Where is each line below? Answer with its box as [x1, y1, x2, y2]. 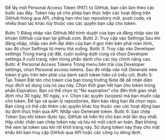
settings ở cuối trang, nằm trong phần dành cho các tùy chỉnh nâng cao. [5, 56, 152, 62]
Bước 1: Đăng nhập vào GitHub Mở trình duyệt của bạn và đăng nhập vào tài [5, 30, 159, 35]
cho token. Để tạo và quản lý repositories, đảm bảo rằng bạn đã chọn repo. [5, 98, 158, 104]
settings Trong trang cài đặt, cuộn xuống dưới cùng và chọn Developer [5, 51, 149, 57]
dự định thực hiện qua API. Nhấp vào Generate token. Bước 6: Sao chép [5, 108, 151, 114]
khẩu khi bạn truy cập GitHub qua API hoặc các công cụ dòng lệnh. [5, 130, 142, 135]
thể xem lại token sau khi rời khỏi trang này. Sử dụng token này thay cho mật [5, 124, 160, 130]
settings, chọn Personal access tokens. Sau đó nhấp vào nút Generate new [5, 67, 158, 72]
